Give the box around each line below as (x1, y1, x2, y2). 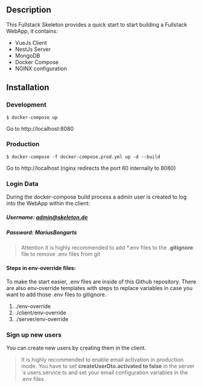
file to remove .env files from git (21, 251, 101, 258)
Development (6, 101, 47, 109)
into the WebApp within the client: (6, 200, 90, 207)
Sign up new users (6, 330, 62, 339)
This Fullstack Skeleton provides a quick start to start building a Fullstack (6, 21, 188, 28)
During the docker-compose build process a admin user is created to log (6, 193, 187, 200)
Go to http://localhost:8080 (6, 125, 74, 132)
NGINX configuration (14, 65, 68, 72)
